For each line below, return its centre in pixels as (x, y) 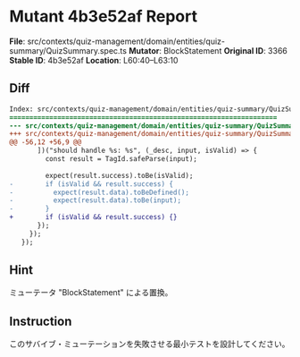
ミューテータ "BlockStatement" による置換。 (91, 293)
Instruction (41, 321)
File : (17, 41)
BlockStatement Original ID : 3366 (226, 50)
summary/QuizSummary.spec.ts (68, 50)
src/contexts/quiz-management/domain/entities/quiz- (126, 41)
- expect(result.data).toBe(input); (95, 200)
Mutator (144, 50)
